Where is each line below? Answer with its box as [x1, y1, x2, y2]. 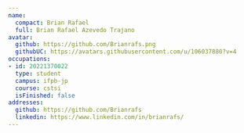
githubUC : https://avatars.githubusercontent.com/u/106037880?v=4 [15, 48, 237, 56]
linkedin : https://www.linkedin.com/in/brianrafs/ [15, 113, 184, 121]
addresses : [8, 99, 44, 106]
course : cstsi [15, 84, 61, 92]
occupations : [8, 56, 51, 63]
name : [8, 11, 26, 20]
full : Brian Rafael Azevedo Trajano [15, 26, 135, 34]
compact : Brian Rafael [15, 19, 89, 27]
